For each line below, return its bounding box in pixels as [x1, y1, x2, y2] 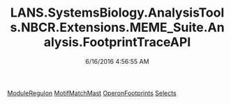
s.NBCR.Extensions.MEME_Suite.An [10, 19, 225, 35]
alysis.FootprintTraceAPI [43, 35, 191, 50]
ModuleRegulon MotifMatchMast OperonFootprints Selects [7, 89, 177, 97]
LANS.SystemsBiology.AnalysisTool [10, 5, 225, 21]
